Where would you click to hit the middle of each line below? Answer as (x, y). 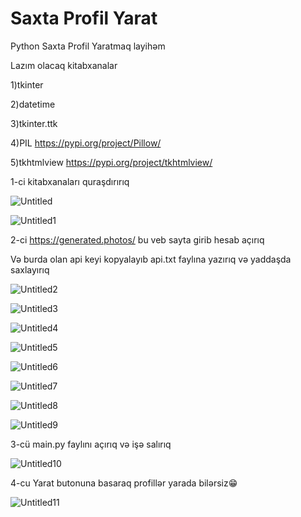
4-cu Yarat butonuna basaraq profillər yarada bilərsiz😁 (124, 483)
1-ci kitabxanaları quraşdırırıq (70, 181)
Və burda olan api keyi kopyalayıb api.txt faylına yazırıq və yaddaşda (151, 259)
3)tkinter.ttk (34, 123)
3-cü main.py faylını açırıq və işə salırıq (91, 444)
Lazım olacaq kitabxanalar (64, 65)
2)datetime (33, 104)
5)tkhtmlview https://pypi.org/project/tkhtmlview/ (111, 162)
